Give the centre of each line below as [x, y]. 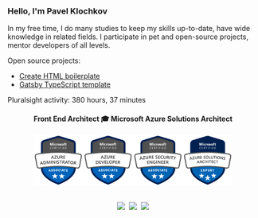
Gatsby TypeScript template [64, 84]
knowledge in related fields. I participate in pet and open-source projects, [128, 37]
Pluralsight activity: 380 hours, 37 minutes [77, 100]
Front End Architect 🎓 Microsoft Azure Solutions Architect [133, 119]
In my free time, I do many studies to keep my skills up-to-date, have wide [129, 29]
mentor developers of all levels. [59, 45]
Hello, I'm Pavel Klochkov [58, 11]
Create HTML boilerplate [59, 76]
